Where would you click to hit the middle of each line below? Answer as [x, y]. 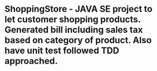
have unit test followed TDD [62, 51]
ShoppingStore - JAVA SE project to [78, 9]
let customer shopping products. [73, 19]
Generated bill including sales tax [74, 30]
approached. [31, 61]
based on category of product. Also [78, 40]
